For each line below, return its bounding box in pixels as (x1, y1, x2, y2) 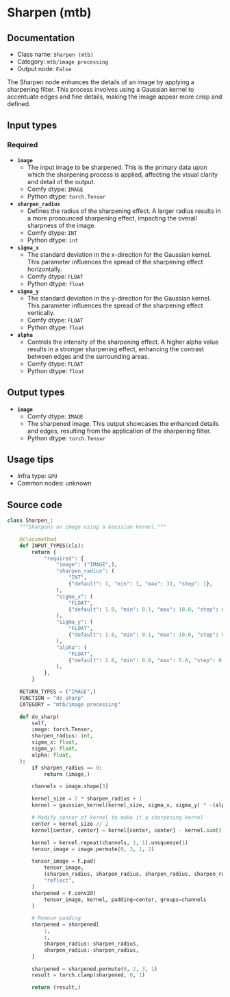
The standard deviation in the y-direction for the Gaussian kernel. (27, 294, 212, 302)
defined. (7, 100, 31, 108)
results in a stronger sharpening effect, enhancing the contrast (27, 344, 204, 353)
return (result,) (31, 984, 81, 991)
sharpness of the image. (27, 221, 97, 229)
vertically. (27, 308, 55, 316)
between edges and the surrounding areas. (27, 352, 149, 360)
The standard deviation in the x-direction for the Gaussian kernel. (27, 250, 212, 258)
